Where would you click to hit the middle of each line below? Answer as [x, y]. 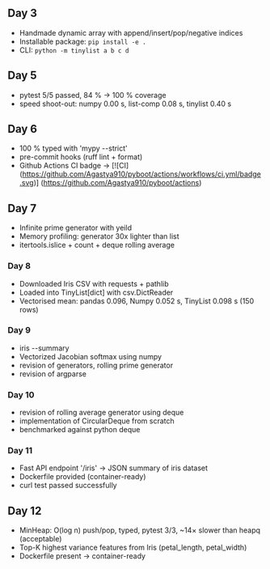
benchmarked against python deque [80, 430]
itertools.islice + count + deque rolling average [97, 245]
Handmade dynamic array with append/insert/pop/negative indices [131, 32]
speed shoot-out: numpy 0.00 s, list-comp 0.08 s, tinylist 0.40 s [125, 104]
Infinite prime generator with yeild [76, 228]
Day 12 [25, 510]
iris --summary [44, 348]
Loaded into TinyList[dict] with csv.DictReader [96, 292]
